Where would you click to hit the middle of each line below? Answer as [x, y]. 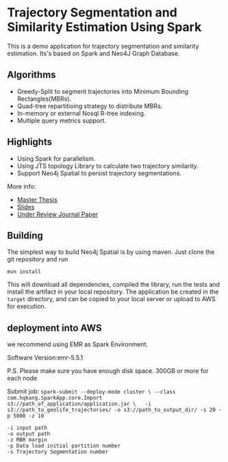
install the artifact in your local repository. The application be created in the [113, 292]
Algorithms [31, 75]
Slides [26, 207]
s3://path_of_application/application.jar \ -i [79, 404]
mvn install [24, 272]
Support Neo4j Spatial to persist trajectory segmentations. [99, 173]
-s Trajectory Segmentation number [58, 452]
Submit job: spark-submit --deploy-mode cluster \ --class [91, 392]
